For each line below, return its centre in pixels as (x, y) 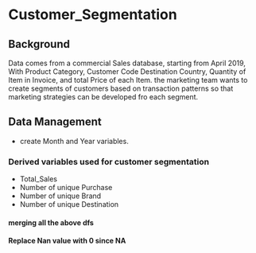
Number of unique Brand (60, 196)
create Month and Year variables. (74, 141)
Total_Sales (39, 179)
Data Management (55, 122)
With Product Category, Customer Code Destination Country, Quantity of (127, 72)
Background (39, 44)
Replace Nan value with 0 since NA (67, 241)
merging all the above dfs (51, 222)
